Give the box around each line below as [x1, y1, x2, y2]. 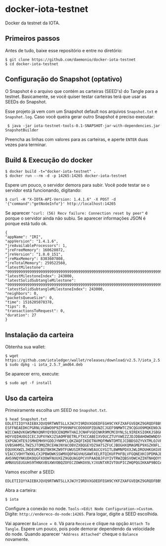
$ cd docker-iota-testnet [5, 61, 58, 67]
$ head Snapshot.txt [5, 417, 48, 422]
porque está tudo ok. [5, 221, 48, 227]
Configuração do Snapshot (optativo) [5, 75, 123, 83]
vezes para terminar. [5, 142, 47, 148]
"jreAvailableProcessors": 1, [5, 243, 68, 248]
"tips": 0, [5, 304, 28, 309]
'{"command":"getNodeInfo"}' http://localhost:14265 [5, 201, 116, 207]
